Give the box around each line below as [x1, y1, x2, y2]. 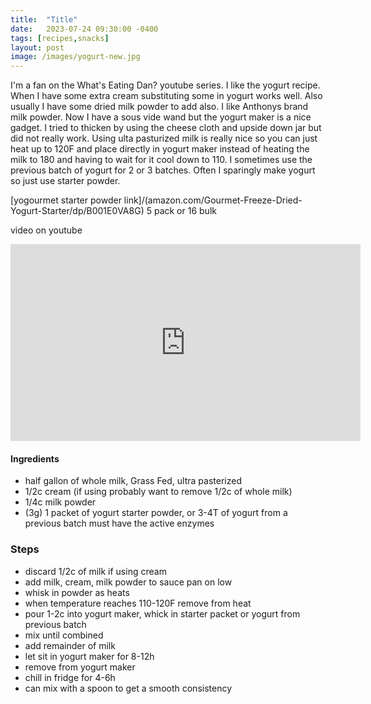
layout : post [10, 42, 65, 53]
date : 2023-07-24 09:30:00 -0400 [10, 24, 159, 34]
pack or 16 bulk [153, 205, 217, 217]
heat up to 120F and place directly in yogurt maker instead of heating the [10, 143, 310, 155]
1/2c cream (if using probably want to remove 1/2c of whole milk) [24, 486, 293, 498]
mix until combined [24, 629, 104, 641]
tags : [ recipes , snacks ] [10, 33, 110, 43]
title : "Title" [10, 14, 78, 25]
